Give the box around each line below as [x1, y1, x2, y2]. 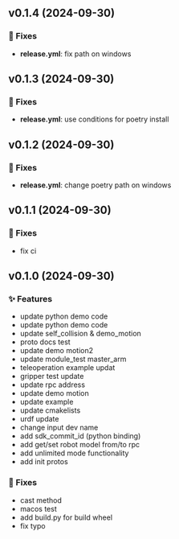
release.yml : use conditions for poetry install [19, 114, 169, 124]
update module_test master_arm [19, 354, 127, 364]
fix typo [19, 520, 46, 530]
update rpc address [19, 380, 86, 389]
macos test [19, 504, 58, 513]
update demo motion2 [19, 346, 94, 356]
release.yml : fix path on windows [19, 48, 132, 59]
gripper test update [19, 372, 84, 381]
